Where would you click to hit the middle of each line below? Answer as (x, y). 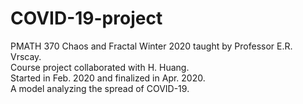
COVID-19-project (86, 18)
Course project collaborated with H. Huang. (100, 67)
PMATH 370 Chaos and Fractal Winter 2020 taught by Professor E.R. (151, 46)
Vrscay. (26, 56)
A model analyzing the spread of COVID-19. (100, 88)
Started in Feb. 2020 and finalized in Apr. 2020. (108, 78)
